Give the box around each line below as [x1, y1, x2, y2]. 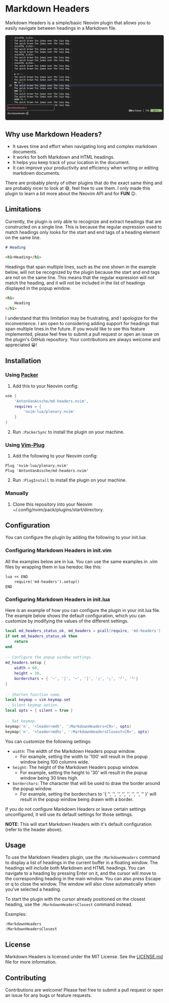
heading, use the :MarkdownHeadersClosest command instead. [5, 901, 133, 907]
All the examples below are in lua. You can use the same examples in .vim [5, 558, 157, 564]
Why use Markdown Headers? [5, 130, 102, 138]
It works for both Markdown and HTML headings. [12, 154, 115, 160]
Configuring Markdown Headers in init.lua [5, 596, 110, 603]
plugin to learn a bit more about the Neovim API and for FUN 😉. [5, 190, 137, 196]
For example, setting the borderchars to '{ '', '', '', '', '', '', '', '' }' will [20, 791, 157, 797]
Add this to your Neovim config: [12, 383, 79, 389]
